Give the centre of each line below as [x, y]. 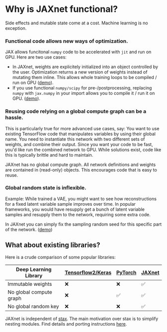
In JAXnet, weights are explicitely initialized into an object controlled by [85, 67]
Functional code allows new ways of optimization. [67, 41]
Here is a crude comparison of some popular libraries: [60, 257]
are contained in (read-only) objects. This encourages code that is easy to [81, 169]
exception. [16, 28]
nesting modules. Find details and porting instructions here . [66, 324]
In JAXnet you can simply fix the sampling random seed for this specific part [83, 224]
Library [34, 275]
